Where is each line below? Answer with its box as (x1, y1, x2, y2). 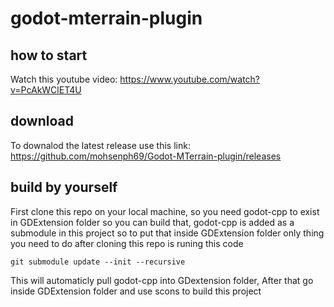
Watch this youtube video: (10, 73, 118, 85)
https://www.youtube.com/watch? (119, 73, 261, 85)
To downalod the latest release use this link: (10, 139, 191, 151)
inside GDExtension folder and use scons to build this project (10, 285, 262, 297)
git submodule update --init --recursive (10, 257, 186, 267)
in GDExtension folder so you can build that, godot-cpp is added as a (10, 216, 295, 228)
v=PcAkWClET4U (10, 84, 82, 96)
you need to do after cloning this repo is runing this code (10, 237, 244, 249)
